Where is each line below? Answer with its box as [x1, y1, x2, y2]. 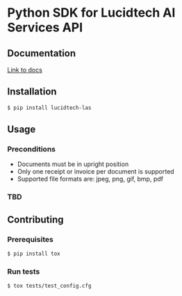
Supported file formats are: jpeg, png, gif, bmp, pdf [17, 175, 163, 183]
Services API [7, 19, 83, 35]
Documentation [7, 47, 76, 59]
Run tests [7, 266, 40, 276]
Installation [7, 85, 57, 98]
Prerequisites [7, 234, 53, 244]
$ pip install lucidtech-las [7, 104, 92, 111]
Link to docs [7, 66, 43, 74]
